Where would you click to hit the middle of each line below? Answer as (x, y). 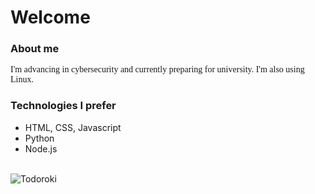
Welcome (50, 17)
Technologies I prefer (63, 106)
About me (35, 49)
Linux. (22, 79)
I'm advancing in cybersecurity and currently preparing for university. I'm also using (157, 69)
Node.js (41, 148)
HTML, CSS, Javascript (73, 127)
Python (39, 138)
